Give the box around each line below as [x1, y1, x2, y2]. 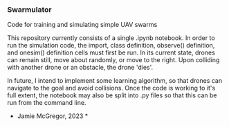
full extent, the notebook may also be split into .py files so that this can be [7, 91, 217, 99]
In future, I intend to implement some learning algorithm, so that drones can [7, 77, 223, 85]
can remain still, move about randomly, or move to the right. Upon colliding [7, 56, 220, 64]
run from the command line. [7, 99, 86, 107]
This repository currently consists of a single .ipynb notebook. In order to [7, 34, 216, 42]
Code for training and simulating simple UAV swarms [7, 21, 158, 29]
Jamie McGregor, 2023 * [17, 112, 89, 120]
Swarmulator [7, 5, 52, 14]
